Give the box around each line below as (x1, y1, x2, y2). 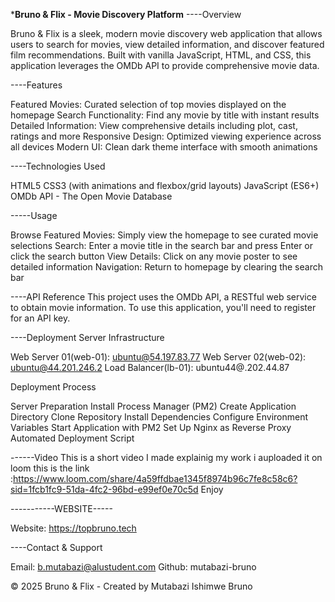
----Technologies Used (10, 160, 106, 172)
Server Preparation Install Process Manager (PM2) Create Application (10, 400, 297, 412)
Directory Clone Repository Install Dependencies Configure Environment (10, 411, 309, 423)
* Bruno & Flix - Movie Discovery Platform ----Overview (10, 9, 242, 20)
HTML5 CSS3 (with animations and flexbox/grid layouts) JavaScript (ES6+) (10, 180, 320, 191)
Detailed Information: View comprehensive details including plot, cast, (10, 120, 298, 131)
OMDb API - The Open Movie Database (10, 190, 173, 202)
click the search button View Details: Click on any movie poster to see (10, 250, 298, 262)
